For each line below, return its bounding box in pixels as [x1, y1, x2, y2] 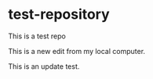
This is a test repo [8, 31, 67, 41]
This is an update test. [8, 61, 80, 71]
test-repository [8, 5, 110, 23]
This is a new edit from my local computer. [8, 46, 146, 56]
